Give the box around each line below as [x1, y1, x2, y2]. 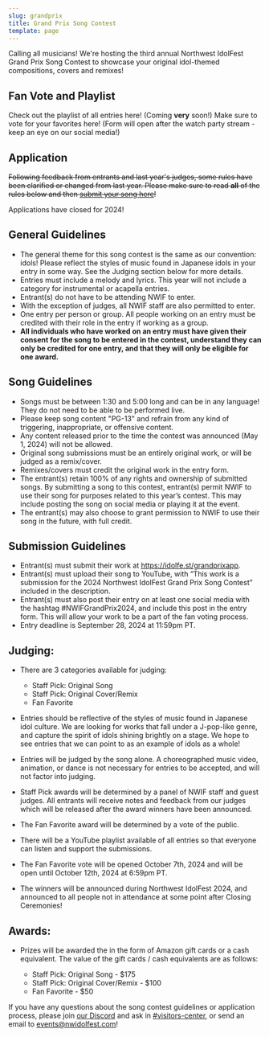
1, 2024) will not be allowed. [19, 439, 113, 449]
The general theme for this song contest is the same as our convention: [19, 249, 257, 259]
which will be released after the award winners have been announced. [19, 805, 253, 814]
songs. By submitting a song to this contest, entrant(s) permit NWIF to [19, 482, 252, 491]
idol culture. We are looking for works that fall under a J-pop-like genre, [19, 722, 259, 732]
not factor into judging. [19, 772, 96, 781]
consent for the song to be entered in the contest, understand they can [19, 334, 262, 344]
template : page [8, 27, 59, 35]
